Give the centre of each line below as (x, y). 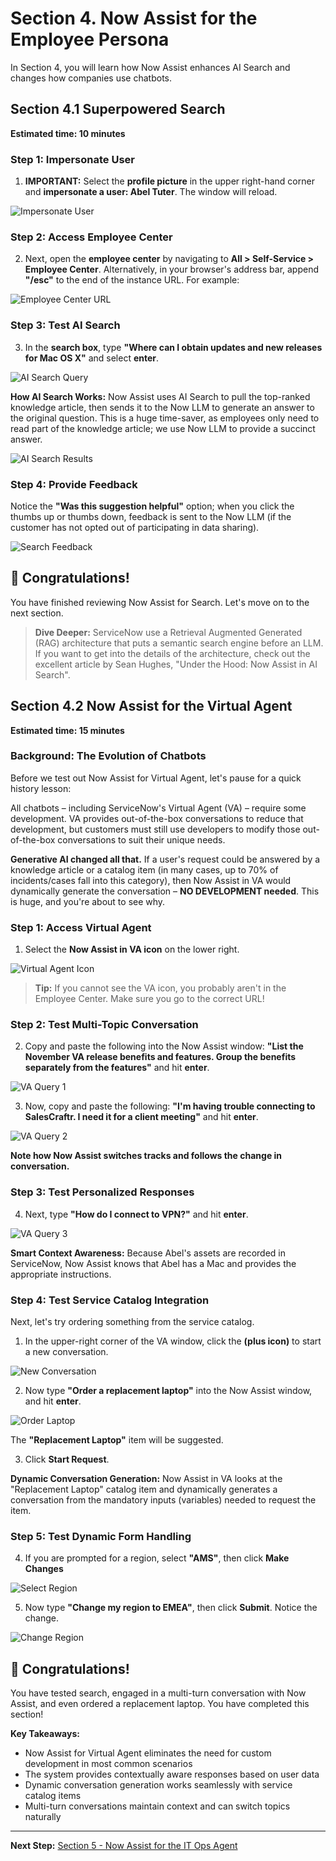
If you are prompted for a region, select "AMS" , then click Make (157, 1558)
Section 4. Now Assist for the (134, 18)
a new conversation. (66, 1352)
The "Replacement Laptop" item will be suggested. (117, 1440)
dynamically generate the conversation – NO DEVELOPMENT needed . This (165, 891)
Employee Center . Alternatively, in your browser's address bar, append (172, 269)
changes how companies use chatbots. (91, 78)
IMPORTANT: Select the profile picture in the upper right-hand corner (169, 181)
